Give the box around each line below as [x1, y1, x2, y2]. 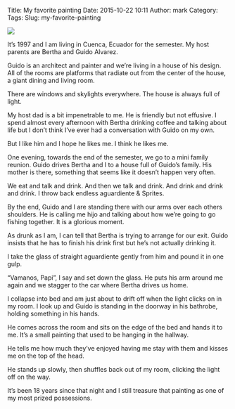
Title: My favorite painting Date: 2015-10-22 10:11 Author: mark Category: [7, 6, 218, 14]
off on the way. [7, 372, 51, 381]
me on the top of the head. [7, 351, 84, 360]
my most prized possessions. [7, 394, 93, 402]
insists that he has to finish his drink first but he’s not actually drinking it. [7, 239, 217, 247]
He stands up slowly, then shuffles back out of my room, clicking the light [7, 365, 220, 373]
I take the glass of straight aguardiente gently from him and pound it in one [7, 252, 224, 261]
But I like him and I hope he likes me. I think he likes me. [7, 140, 169, 148]
